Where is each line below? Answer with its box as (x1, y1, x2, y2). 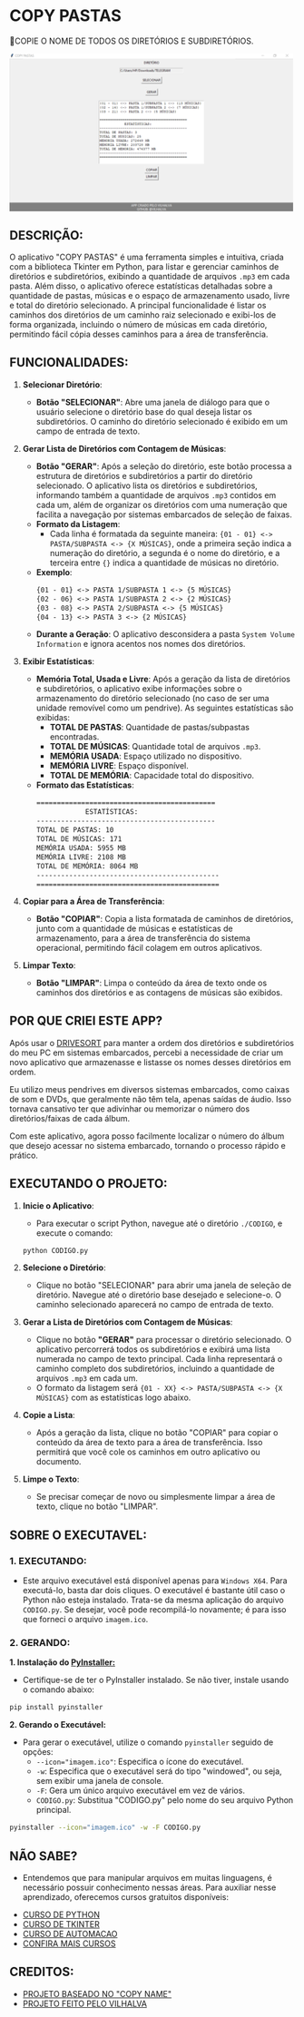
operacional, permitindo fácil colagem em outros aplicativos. (35, 942, 263, 953)
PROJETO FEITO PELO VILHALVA (22, 1998, 148, 2009)
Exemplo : (35, 566, 73, 577)
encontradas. (49, 731, 100, 742)
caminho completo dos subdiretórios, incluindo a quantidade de (35, 1363, 275, 1375)
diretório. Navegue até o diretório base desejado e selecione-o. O (35, 1289, 281, 1300)
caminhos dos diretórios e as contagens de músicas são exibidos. (35, 986, 283, 998)
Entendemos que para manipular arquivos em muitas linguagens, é (22, 1872, 272, 1883)
